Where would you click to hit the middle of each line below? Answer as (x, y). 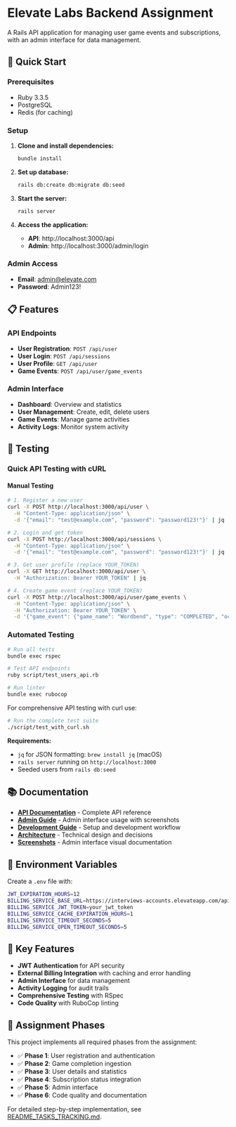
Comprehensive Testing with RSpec (71, 996)
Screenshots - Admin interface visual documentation (94, 842)
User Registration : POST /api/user (67, 348)
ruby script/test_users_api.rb (53, 675)
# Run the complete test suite (53, 721)
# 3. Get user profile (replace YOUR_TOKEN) (73, 565)
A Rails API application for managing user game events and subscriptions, (114, 32)
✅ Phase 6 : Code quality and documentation (82, 1095)
